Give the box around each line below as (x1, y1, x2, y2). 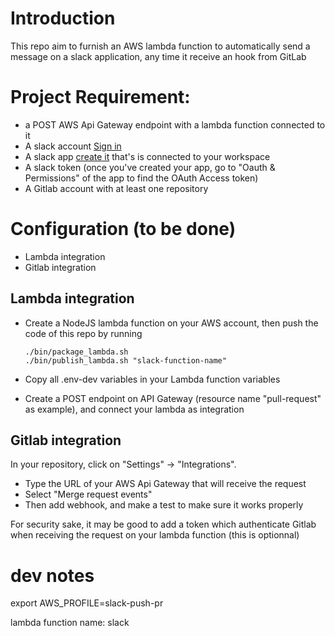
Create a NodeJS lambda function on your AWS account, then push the (24, 317, 319, 329)
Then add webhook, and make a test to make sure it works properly (24, 499, 304, 511)
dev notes (10, 564, 95, 587)
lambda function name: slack (10, 617, 130, 629)
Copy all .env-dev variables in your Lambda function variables (24, 373, 281, 385)
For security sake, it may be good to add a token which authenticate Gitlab (10, 518, 317, 531)
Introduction (10, 7, 116, 30)
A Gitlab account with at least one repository (24, 182, 209, 194)
